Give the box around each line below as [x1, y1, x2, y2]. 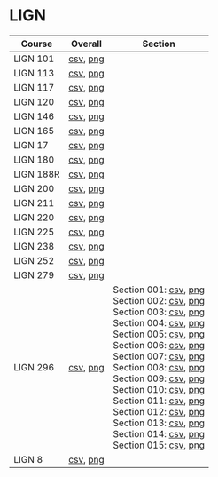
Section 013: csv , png [113, 417, 206, 429]
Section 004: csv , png [113, 316, 206, 329]
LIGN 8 [13, 453, 43, 465]
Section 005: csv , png [113, 328, 206, 340]
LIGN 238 [13, 240, 55, 252]
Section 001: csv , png [113, 283, 206, 296]
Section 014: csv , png [113, 427, 206, 440]
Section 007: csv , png [113, 350, 206, 362]
